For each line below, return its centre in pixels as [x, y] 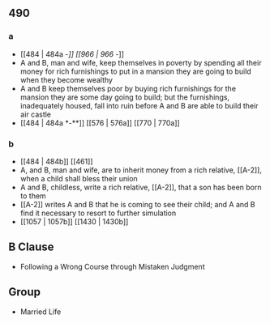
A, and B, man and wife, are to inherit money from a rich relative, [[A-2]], [141, 170]
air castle [35, 114]
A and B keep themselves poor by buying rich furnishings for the [128, 88]
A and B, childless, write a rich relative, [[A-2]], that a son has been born [141, 187]
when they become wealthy [66, 79]
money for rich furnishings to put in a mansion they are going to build [135, 71]
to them [33, 195]
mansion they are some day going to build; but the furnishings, [124, 97]
